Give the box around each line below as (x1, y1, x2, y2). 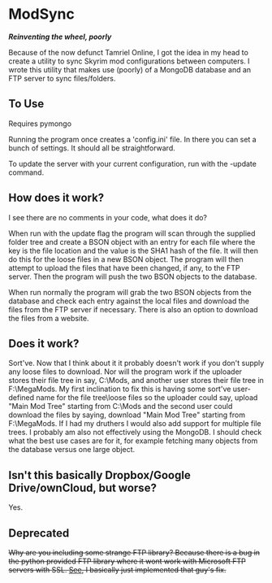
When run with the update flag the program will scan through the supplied (8, 228, 256, 238)
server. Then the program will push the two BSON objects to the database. (8, 272, 257, 281)
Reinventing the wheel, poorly (8, 32, 112, 41)
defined (8, 393, 35, 402)
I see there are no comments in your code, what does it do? (8, 212, 208, 222)
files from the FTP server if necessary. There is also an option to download (8, 304, 258, 314)
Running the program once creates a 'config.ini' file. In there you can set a (8, 134, 257, 144)
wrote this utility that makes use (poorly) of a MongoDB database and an (8, 64, 252, 74)
